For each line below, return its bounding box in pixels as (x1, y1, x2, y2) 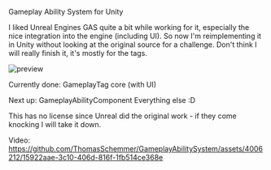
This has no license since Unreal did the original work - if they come (8, 111, 238, 121)
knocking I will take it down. (8, 120, 102, 129)
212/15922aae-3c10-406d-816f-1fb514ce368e (8, 153, 164, 162)
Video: (8, 135, 31, 145)
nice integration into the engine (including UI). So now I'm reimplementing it (8, 32, 262, 40)
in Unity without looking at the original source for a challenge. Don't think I (8, 40, 258, 49)
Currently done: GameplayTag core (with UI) (8, 80, 157, 89)
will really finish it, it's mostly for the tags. (8, 49, 148, 57)
